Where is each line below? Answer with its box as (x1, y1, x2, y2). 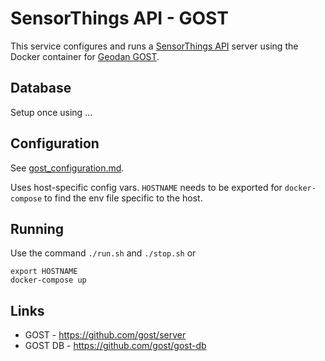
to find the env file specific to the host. (44, 192, 203, 204)
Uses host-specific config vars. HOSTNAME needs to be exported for (10, 181, 283, 193)
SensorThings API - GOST (10, 7, 229, 30)
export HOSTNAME (10, 267, 78, 277)
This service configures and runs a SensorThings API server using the (10, 40, 299, 52)
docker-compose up (10, 275, 87, 286)
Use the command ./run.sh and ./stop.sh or (10, 247, 197, 259)
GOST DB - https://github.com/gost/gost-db (24, 340, 207, 352)
